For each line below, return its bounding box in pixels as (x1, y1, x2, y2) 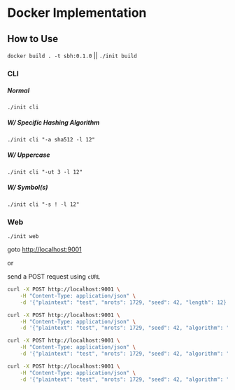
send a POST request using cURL (7, 272, 101, 281)
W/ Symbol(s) (7, 183, 48, 192)
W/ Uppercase (7, 151, 50, 159)
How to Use (7, 33, 59, 45)
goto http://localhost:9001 (7, 245, 82, 253)
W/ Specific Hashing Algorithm (7, 118, 100, 127)
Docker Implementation (7, 5, 147, 21)
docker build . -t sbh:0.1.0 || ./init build (7, 51, 138, 60)
